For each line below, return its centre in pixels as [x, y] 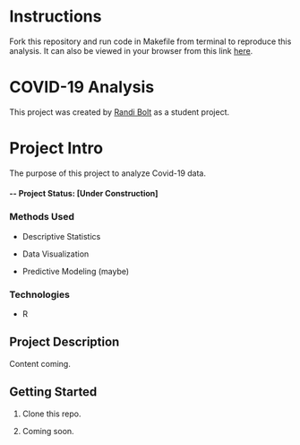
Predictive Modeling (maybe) [76, 271]
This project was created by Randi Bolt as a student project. [120, 112]
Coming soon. [48, 431]
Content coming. [40, 363]
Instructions [56, 17]
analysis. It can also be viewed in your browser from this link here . [131, 50]
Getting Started [53, 392]
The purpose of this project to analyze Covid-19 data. [108, 173]
